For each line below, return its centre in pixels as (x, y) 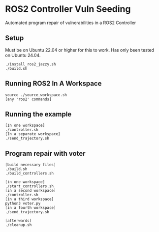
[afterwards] (18, 221)
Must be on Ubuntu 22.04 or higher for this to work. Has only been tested (79, 50)
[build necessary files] (31, 165)
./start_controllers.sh (30, 186)
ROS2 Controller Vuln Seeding (68, 9)
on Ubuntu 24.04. (23, 55)
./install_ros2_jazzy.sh (31, 64)
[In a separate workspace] (33, 134)
